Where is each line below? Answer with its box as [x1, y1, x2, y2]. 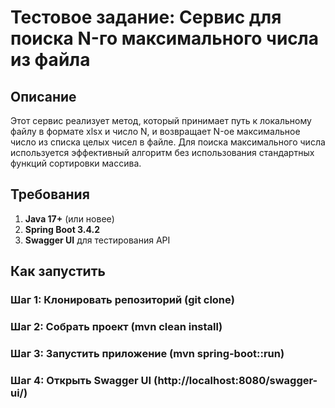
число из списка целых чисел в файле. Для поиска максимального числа [10, 136, 326, 148]
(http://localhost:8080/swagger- [153, 373, 318, 387]
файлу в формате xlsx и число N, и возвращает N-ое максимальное [10, 126, 301, 137]
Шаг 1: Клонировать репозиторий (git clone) [10, 293, 235, 307]
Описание [10, 88, 77, 105]
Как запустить [10, 263, 106, 280]
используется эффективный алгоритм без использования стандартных [10, 147, 315, 158]
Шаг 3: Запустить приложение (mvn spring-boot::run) [10, 346, 285, 360]
